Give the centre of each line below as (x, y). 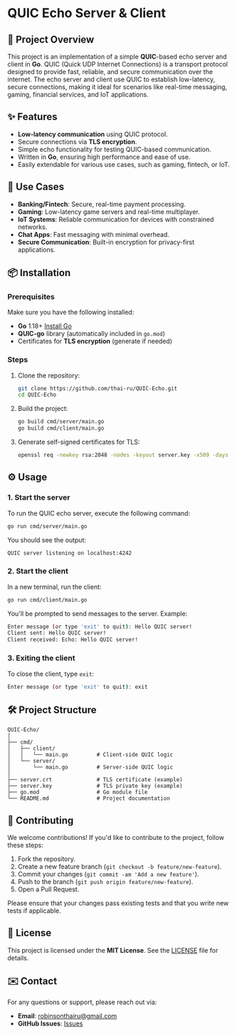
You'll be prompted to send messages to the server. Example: (98, 613)
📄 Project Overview (51, 40)
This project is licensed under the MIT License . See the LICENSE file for (113, 950)
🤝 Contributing (41, 820)
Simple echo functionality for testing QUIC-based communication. (114, 149)
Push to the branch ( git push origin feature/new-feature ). (105, 882)
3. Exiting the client (41, 658)
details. (18, 958)
